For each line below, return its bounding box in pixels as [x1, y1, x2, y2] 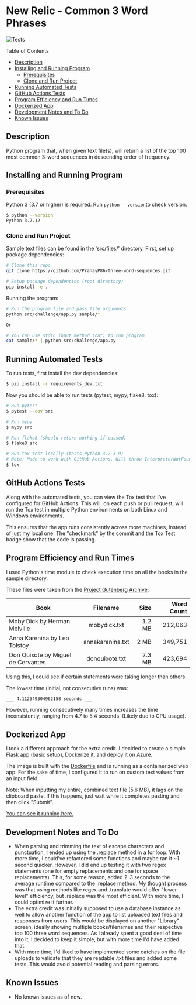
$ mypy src [6, 424, 33, 430]
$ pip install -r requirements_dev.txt [6, 381, 103, 387]
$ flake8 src [6, 440, 38, 446]
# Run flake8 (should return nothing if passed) [6, 435, 127, 441]
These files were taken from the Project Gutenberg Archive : [6, 586, 149, 593]
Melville [9, 625, 30, 633]
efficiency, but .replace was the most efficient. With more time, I [29, 893, 184, 900]
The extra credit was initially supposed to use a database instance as [14, 905, 181, 912]
